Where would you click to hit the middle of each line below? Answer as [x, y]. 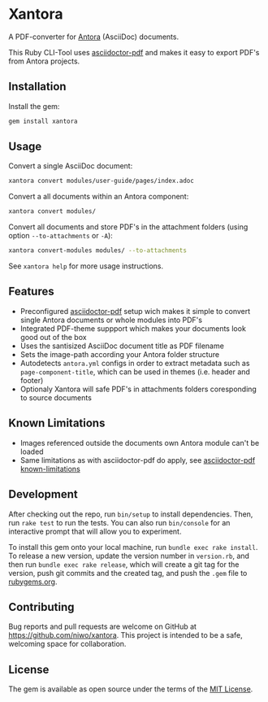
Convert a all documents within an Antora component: [99, 197]
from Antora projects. [44, 61]
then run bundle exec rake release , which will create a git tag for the [124, 564]
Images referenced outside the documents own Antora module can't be [140, 443]
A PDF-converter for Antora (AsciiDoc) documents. [94, 37]
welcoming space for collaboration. [67, 644]
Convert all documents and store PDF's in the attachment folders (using [128, 227]
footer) [32, 380]
